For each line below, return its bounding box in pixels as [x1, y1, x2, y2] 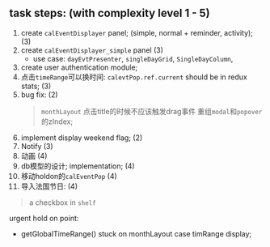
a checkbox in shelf [28, 198, 96, 207]
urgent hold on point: [9, 213, 79, 223]
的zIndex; [40, 117, 74, 126]
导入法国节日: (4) [20, 181, 78, 191]
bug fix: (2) [20, 89, 59, 100]
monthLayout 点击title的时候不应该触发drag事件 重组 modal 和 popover [40, 106, 263, 116]
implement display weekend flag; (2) [20, 133, 143, 143]
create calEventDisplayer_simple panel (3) [20, 45, 164, 55]
